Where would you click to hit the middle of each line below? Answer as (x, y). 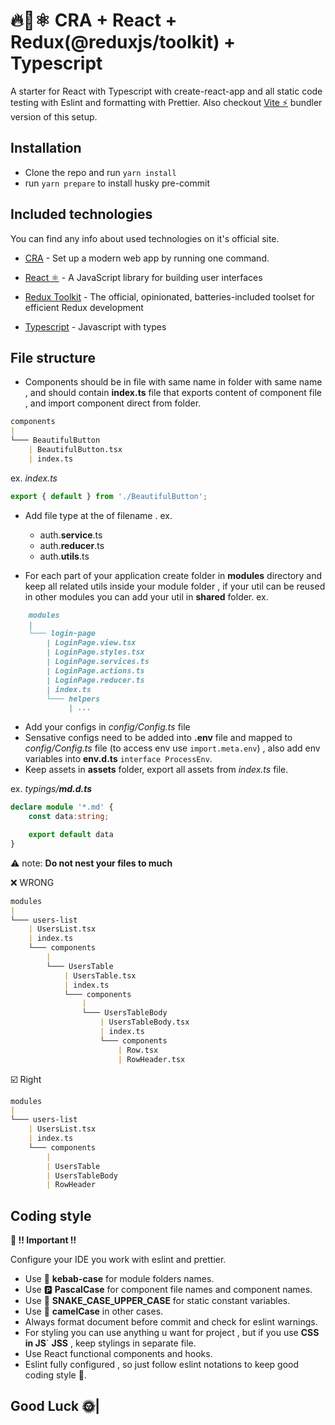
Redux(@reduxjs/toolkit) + (123, 42)
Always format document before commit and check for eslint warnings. (171, 1322)
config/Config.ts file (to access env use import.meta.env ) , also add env (172, 748)
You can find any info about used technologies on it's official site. (145, 238)
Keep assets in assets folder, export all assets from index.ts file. (156, 770)
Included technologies (81, 214)
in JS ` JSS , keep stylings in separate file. (110, 1343)
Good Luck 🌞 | (55, 1406)
